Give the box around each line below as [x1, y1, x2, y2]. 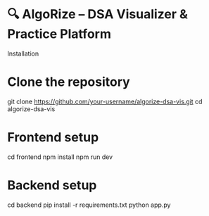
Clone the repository [7, 74, 130, 90]
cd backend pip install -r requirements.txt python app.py [7, 201, 171, 209]
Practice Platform [7, 26, 111, 42]
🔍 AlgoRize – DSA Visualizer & [7, 6, 189, 23]
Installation [7, 49, 39, 58]
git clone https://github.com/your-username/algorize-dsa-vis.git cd [7, 97, 203, 106]
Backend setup [7, 177, 97, 193]
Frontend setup [7, 129, 99, 146]
